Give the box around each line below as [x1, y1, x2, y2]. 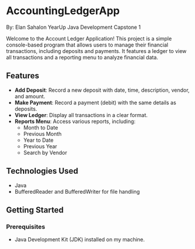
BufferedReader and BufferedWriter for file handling [14, 188, 140, 195]
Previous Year [23, 142, 58, 150]
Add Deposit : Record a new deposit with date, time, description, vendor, [14, 87, 190, 94]
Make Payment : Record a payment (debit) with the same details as [14, 99, 176, 106]
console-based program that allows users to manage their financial [6, 41, 169, 48]
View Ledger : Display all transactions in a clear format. [14, 111, 148, 118]
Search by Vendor [23, 149, 68, 156]
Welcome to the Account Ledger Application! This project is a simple [6, 35, 172, 42]
